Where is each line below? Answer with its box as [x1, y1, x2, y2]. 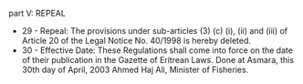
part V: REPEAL [8, 8, 66, 18]
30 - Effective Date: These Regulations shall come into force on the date [21, 45, 294, 56]
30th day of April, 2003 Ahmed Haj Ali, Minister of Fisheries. [21, 64, 249, 75]
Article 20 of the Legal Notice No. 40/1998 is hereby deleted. [21, 36, 252, 46]
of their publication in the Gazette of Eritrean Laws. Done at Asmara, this [21, 55, 294, 65]
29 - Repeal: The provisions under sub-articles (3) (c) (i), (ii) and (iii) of [21, 26, 288, 36]
